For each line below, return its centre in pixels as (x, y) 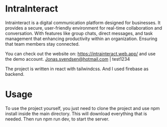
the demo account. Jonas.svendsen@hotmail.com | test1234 (67, 59)
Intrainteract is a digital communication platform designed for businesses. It (83, 23)
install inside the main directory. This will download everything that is (76, 113)
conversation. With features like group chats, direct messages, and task (79, 33)
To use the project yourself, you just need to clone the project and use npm (82, 108)
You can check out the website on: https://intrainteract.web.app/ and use (80, 54)
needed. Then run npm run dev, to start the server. (57, 119)
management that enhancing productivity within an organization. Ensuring (81, 39)
